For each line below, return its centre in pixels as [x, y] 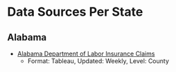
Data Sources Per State [75, 12]
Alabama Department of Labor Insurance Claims [86, 53]
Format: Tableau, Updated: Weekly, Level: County [98, 61]
